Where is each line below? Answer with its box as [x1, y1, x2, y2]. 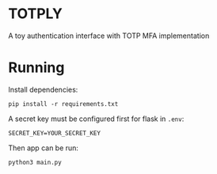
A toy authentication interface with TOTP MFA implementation [8, 31, 210, 40]
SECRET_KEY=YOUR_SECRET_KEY [8, 129, 101, 137]
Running [8, 59, 65, 77]
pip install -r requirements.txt [8, 100, 119, 108]
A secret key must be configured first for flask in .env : [8, 114, 185, 123]
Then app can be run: [8, 143, 79, 153]
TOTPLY [8, 5, 63, 23]
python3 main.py [8, 158, 62, 166]
